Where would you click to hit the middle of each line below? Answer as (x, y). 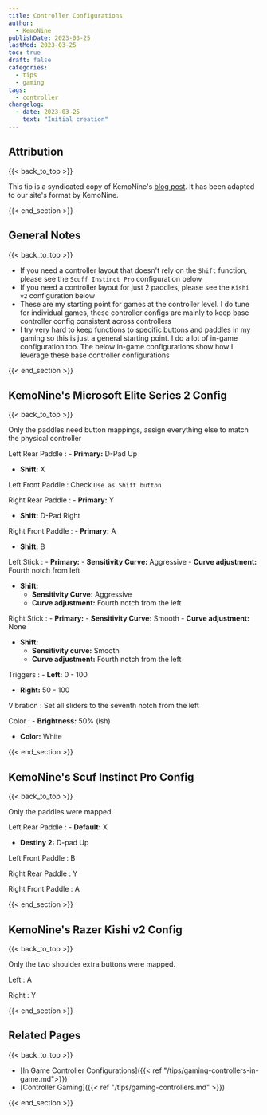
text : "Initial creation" (66, 120)
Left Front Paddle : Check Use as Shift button (85, 485)
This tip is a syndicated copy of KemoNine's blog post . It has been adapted (132, 186)
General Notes (45, 236)
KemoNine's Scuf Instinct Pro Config (101, 777)
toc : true (25, 53)
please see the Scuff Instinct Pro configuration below (111, 278)
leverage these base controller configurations (94, 355)
